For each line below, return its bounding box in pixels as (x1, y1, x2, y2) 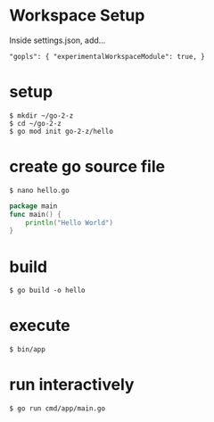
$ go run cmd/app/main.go (9, 404, 105, 413)
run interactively (9, 375, 135, 395)
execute (9, 316, 71, 335)
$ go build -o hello (9, 286, 86, 295)
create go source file (9, 157, 166, 177)
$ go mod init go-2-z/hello (9, 127, 114, 136)
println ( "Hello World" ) (25, 218, 114, 228)
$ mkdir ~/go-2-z (9, 111, 74, 120)
